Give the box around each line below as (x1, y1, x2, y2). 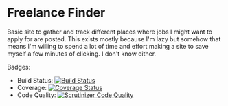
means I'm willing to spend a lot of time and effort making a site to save (7, 42, 209, 50)
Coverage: (16, 83, 47, 92)
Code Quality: (16, 91, 56, 99)
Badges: (7, 63, 31, 71)
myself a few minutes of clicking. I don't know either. (7, 50, 157, 58)
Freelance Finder (7, 5, 106, 21)
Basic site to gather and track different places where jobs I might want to (7, 28, 213, 36)
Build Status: (16, 76, 54, 84)
